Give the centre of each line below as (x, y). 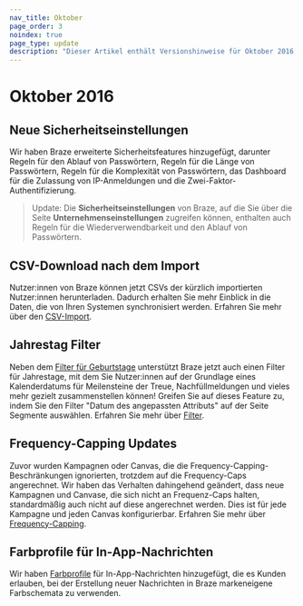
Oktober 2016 (62, 97)
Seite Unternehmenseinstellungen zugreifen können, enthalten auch (161, 218)
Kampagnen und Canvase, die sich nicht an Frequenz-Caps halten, (135, 494)
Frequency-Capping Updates (93, 444)
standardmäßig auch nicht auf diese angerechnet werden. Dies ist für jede (148, 504)
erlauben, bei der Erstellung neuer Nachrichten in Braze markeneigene (142, 583)
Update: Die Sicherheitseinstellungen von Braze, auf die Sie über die (162, 208)
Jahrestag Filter (55, 345)
